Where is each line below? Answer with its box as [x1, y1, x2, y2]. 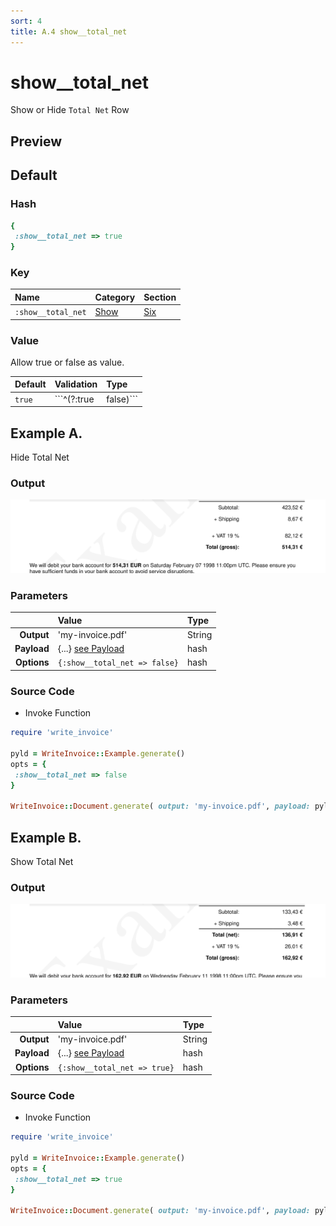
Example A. [10, 425, 83, 442]
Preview [10, 133, 63, 150]
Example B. [10, 829, 82, 846]
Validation [54, 378, 98, 390]
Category [94, 291, 136, 303]
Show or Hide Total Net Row [10, 104, 130, 116]
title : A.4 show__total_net [10, 26, 128, 37]
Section [143, 291, 177, 303]
